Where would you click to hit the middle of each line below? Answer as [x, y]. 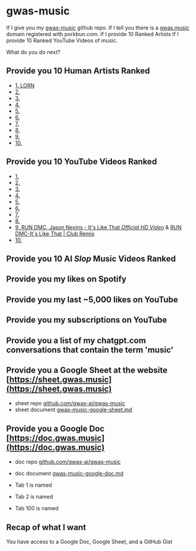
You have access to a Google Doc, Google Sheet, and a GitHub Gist [89, 541]
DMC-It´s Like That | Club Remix [55, 233]
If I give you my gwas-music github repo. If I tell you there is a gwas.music [98, 28]
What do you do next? [34, 52]
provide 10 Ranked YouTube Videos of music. [62, 40]
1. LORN [25, 85]
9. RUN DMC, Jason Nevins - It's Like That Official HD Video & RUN [98, 227]
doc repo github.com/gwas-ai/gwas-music [68, 462]
